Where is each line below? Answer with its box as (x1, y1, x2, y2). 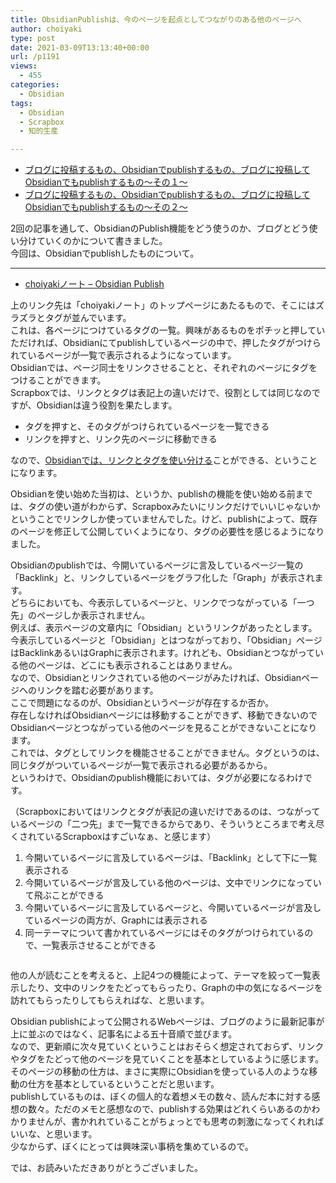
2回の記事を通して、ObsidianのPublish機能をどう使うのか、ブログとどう (10, 222, 310, 235)
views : (10, 61, 38, 71)
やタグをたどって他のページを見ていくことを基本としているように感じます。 (10, 1053, 325, 1065)
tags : (10, 98, 33, 108)
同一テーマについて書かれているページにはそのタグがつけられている (24, 927, 305, 939)
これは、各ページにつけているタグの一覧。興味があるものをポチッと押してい (10, 324, 326, 336)
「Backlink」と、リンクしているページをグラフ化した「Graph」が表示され (10, 572, 315, 584)
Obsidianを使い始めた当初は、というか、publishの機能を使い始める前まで (10, 488, 313, 500)
